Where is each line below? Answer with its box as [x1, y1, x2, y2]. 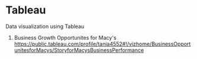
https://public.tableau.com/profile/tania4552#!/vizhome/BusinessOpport [14, 40, 191, 47]
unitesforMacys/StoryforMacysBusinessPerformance [14, 46, 144, 53]
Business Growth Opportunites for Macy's [14, 34, 117, 41]
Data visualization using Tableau [5, 23, 85, 30]
